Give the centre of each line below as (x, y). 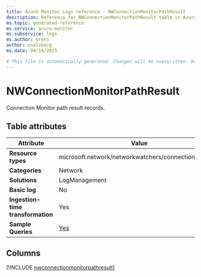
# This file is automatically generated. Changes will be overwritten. (97, 61)
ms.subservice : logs (32, 34)
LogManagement (83, 180)
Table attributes (36, 126)
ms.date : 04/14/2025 (32, 51)
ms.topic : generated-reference (45, 23)
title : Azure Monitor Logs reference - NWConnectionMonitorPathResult (96, 12)
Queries (21, 232)
